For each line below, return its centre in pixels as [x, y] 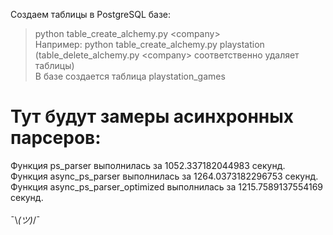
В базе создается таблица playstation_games [130, 76]
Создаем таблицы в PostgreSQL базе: [91, 14]
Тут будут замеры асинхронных [152, 116]
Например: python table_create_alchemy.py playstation [149, 44]
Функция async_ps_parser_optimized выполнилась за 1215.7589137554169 [167, 186]
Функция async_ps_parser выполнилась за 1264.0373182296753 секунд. [164, 176]
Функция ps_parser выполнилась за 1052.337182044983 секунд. [148, 165]
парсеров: [56, 138]
